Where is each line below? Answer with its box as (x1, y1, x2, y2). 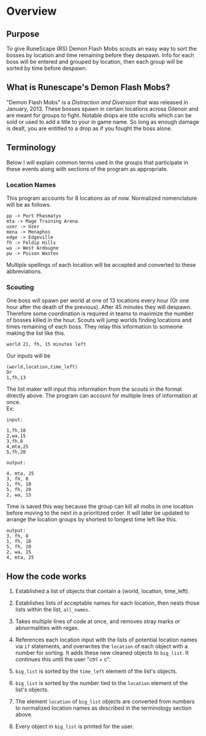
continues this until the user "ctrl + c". (15, 656, 112, 663)
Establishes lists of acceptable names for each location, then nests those (15, 599, 200, 607)
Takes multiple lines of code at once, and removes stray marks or (15, 618, 181, 625)
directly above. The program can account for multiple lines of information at (6, 392, 198, 399)
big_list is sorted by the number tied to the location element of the (15, 680, 188, 687)
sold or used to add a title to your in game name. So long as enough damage (6, 118, 199, 125)
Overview (6, 4, 57, 18)
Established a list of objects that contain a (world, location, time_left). (15, 588, 190, 595)
